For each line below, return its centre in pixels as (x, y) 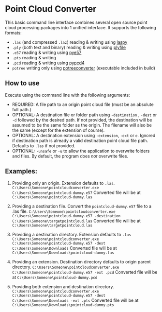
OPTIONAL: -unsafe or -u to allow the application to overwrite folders (81, 151)
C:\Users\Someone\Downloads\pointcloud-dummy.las (63, 253)
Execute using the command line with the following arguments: (67, 95)
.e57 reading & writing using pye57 (47, 52)
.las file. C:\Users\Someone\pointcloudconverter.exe (64, 211)
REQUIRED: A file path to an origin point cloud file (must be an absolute (83, 104)
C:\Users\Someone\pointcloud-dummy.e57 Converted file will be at (76, 192)
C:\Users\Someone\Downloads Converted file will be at (64, 248)
